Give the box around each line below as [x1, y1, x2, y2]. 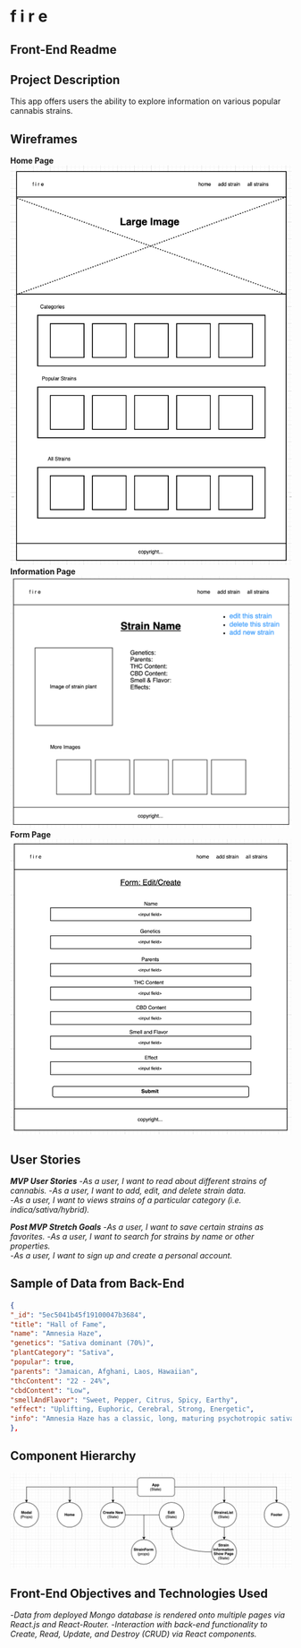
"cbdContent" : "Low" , [10, 1386, 91, 1395]
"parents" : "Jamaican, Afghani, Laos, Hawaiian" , [10, 1367, 199, 1376]
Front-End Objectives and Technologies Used [10, 1585, 269, 1601]
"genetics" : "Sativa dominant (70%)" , [10, 1339, 155, 1348]
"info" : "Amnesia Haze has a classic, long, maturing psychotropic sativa [10, 1414, 295, 1423]
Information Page [10, 566, 76, 577]
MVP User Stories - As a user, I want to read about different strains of [10, 1176, 267, 1186]
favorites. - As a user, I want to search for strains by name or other [10, 1232, 255, 1241]
